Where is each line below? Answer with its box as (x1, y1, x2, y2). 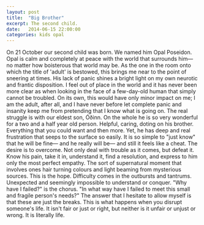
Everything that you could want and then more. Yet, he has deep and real (6, 127, 191, 134)
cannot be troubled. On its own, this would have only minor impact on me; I (6, 94, 196, 102)
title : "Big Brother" (6, 15, 64, 21)
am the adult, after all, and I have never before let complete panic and (6, 101, 182, 108)
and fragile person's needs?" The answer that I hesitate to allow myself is (6, 192, 192, 199)
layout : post (6, 9, 40, 15)
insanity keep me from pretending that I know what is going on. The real (6, 107, 188, 115)
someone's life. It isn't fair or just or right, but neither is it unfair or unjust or (6, 205, 196, 212)
